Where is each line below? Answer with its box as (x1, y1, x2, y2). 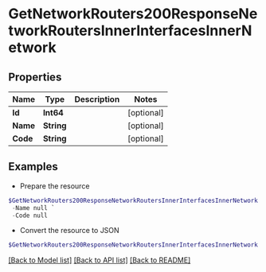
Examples (8, 160, 58, 173)
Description (74, 94, 120, 104)
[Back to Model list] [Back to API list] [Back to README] (8, 255, 191, 265)
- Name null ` (11, 204, 56, 212)
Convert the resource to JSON (19, 226, 119, 235)
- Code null (11, 212, 48, 220)
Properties (8, 70, 62, 84)
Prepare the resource (19, 181, 90, 191)
